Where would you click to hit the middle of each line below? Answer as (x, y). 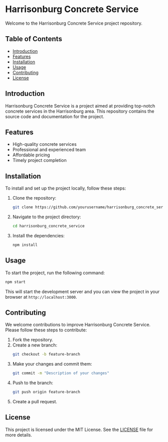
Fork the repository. (33, 340)
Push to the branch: (33, 383)
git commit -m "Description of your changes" (61, 373)
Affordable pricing (31, 155)
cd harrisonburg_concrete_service (48, 226)
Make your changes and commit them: (52, 364)
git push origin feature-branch (46, 392)
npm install (25, 245)
